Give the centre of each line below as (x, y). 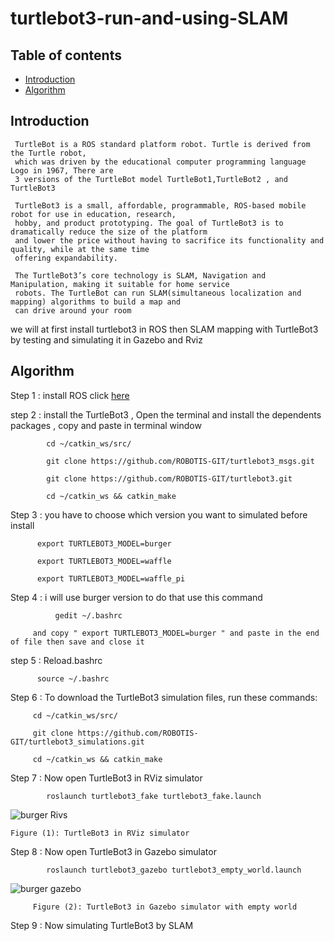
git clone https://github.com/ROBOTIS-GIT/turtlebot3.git (169, 478)
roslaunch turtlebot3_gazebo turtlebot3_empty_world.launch (174, 870)
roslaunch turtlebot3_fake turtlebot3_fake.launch (154, 796)
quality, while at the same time (80, 249)
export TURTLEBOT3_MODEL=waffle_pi (111, 578)
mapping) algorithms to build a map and (96, 302)
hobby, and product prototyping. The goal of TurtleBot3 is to (149, 223)
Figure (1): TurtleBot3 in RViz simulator (100, 833)
